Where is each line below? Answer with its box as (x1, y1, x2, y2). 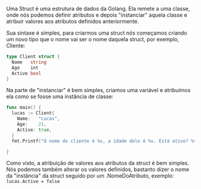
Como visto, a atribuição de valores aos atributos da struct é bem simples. (6, 160, 190, 167)
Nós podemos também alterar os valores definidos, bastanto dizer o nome (6, 166, 190, 173)
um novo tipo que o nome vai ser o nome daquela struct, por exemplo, (6, 36, 179, 42)
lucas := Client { (11, 110, 55, 116)
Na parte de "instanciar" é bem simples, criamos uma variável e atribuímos (6, 87, 191, 94)
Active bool (11, 70, 42, 77)
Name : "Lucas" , (17, 116, 60, 122)
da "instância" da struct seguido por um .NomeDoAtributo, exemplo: (6, 172, 175, 179)
